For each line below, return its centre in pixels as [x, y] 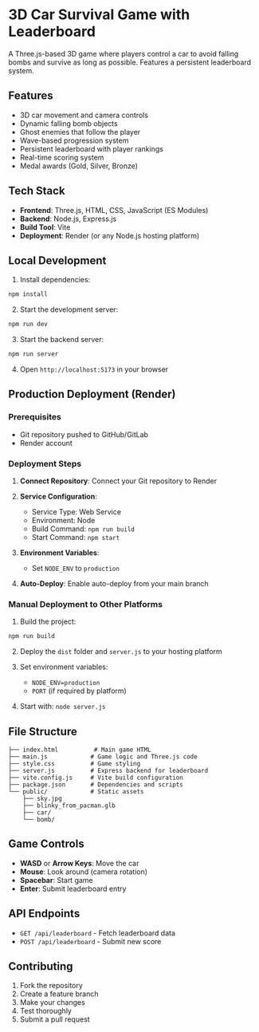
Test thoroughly [45, 1011]
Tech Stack [37, 191]
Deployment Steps [45, 463]
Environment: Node [63, 520]
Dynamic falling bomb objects [69, 123]
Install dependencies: [55, 280]
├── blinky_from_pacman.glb [69, 806]
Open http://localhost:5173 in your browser [94, 369]
